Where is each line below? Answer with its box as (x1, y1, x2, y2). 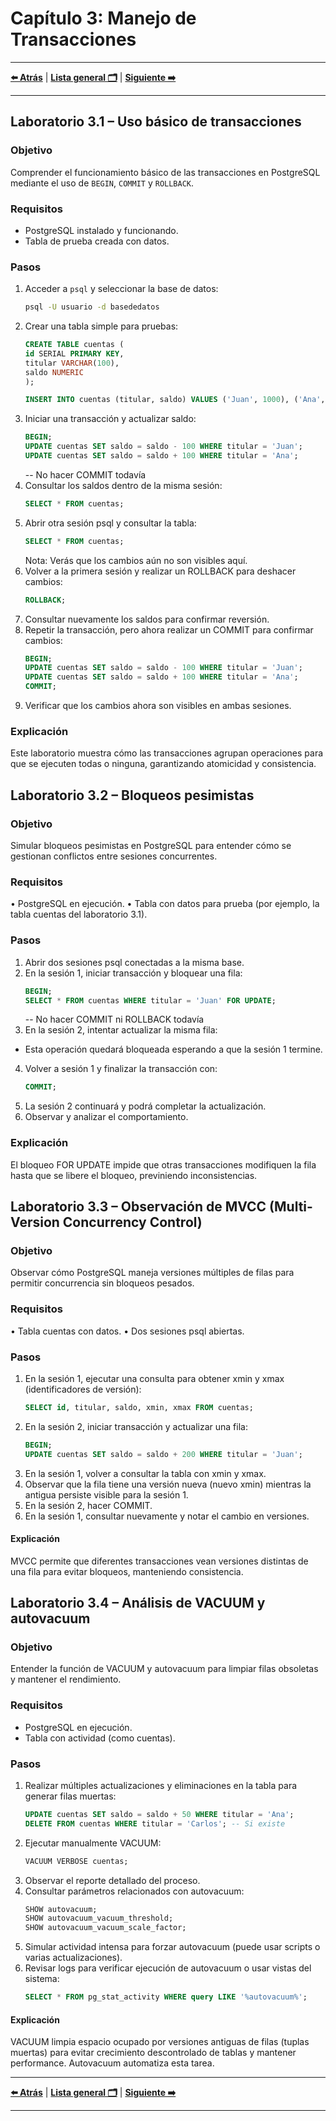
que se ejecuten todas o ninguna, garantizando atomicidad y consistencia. (10, 758, 317, 770)
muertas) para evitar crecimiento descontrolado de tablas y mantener (10, 2047, 297, 2059)
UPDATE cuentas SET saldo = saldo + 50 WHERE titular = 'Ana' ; (24, 1809, 295, 1819)
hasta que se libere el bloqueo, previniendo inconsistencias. (10, 1169, 258, 1181)
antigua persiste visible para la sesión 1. (24, 1488, 189, 1501)
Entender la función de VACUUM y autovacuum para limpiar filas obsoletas (10, 1663, 319, 1675)
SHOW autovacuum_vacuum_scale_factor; (24, 1923, 187, 1933)
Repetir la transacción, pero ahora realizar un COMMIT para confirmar (24, 623, 314, 636)
